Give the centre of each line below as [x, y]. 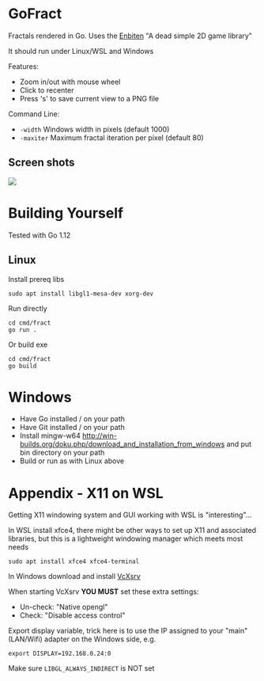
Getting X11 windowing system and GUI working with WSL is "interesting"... [130, 515]
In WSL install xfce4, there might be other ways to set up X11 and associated [132, 531]
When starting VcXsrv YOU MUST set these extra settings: [104, 592]
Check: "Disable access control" [72, 615]
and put [239, 444]
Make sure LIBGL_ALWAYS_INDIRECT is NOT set [81, 668]
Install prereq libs [36, 279]
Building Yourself [66, 213]
